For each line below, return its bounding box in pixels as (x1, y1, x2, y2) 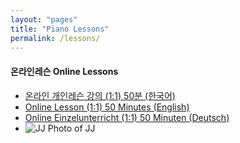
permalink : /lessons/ (10, 33, 101, 43)
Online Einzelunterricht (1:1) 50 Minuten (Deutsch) (24, 111, 230, 123)
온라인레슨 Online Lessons (10, 65, 119, 77)
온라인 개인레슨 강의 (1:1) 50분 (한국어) (24, 89, 176, 101)
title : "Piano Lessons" (10, 24, 110, 34)
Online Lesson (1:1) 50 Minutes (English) (24, 101, 190, 113)
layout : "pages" (10, 14, 78, 25)
